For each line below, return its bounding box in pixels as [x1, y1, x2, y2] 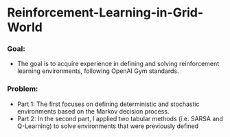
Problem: [7, 84, 38, 94]
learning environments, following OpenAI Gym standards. [16, 67, 179, 75]
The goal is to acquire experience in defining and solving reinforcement [16, 60, 220, 68]
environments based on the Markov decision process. [16, 107, 170, 115]
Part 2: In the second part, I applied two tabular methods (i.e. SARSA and [16, 114, 223, 123]
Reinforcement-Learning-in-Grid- [7, 5, 204, 21]
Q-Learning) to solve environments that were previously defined [16, 122, 199, 130]
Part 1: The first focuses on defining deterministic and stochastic [16, 100, 200, 108]
